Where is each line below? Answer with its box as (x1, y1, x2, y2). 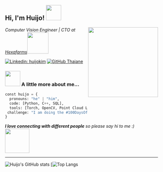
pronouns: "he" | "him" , (9, 96, 60, 101)
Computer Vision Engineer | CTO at (5, 27, 76, 33)
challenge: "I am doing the (7, 110, 64, 115)
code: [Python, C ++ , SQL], (9, 101, 64, 106)
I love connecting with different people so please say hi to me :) (5, 123, 135, 129)
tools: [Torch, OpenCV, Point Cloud (9, 105, 83, 110)
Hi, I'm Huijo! (5, 14, 45, 22)
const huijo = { (5, 92, 38, 97)
